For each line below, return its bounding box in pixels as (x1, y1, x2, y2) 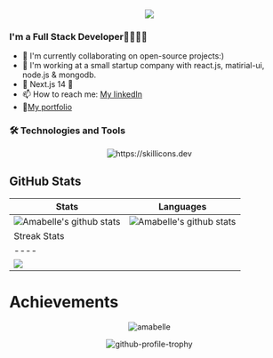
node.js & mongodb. (21, 69, 96, 80)
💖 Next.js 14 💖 (21, 79, 74, 90)
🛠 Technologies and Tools (9, 124, 126, 137)
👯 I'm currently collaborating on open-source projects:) (21, 51, 225, 61)
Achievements (9, 291, 119, 312)
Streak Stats (13, 229, 65, 242)
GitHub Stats (9, 174, 82, 189)
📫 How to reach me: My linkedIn (21, 89, 143, 99)
